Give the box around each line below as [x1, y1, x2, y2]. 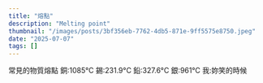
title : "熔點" [8, 11, 54, 20]
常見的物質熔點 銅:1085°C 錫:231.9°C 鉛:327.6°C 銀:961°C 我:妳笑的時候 [8, 66, 248, 76]
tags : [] [8, 42, 38, 50]
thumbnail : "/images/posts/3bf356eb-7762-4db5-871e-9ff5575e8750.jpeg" [8, 27, 256, 35]
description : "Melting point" [8, 20, 111, 28]
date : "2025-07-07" [8, 34, 75, 43]
